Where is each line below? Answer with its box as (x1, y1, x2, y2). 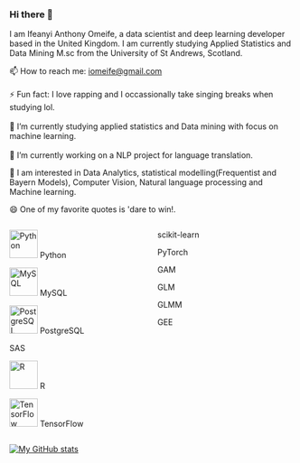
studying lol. (9, 102, 56, 113)
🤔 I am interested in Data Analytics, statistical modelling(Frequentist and (9, 167, 277, 179)
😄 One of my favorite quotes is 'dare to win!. (9, 204, 176, 215)
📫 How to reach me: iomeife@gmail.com (9, 66, 163, 77)
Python (39, 250, 67, 261)
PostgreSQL (39, 325, 85, 337)
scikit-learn (157, 229, 200, 240)
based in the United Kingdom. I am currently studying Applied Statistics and (9, 38, 292, 49)
